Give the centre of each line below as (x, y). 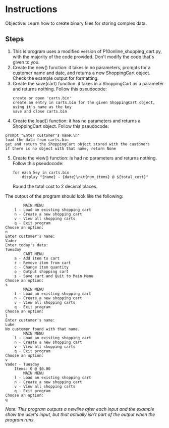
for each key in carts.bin (41, 173)
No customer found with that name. (43, 329)
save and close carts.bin (40, 111)
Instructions (31, 9)
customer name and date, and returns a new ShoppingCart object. (81, 73)
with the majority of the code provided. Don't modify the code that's (83, 57)
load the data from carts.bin (37, 140)
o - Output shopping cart (42, 272)
